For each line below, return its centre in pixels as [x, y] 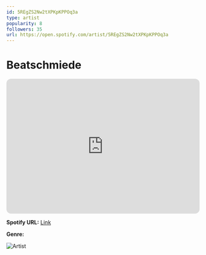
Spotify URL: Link [29, 223]
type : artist [23, 18]
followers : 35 [25, 29]
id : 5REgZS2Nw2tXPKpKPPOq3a [42, 12]
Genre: [15, 234]
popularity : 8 [25, 23]
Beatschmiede [44, 65]
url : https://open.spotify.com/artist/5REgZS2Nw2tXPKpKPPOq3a [87, 35]
